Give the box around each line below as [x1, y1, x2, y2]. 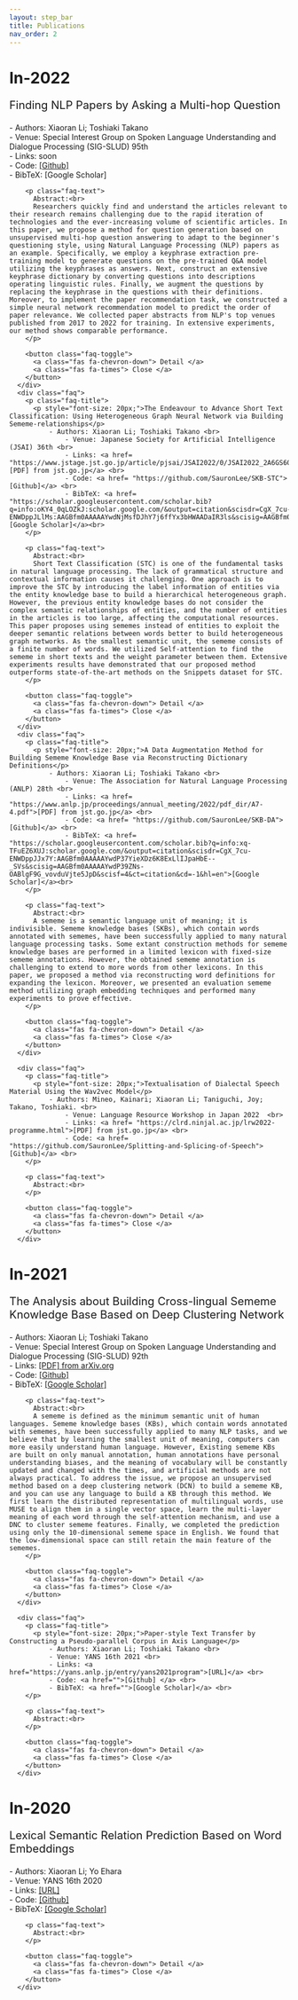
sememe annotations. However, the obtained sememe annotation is [9, 955, 255, 964]
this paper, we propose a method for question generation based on [9, 225, 264, 234]
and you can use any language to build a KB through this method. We [9, 1489, 272, 1498]
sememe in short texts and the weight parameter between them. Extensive [9, 652, 288, 661]
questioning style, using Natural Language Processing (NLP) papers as [9, 240, 279, 249]
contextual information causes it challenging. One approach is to [9, 574, 264, 584]
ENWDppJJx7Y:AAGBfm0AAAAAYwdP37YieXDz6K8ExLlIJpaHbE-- [9, 854, 216, 863]
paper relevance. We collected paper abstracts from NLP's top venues [9, 311, 276, 319]
